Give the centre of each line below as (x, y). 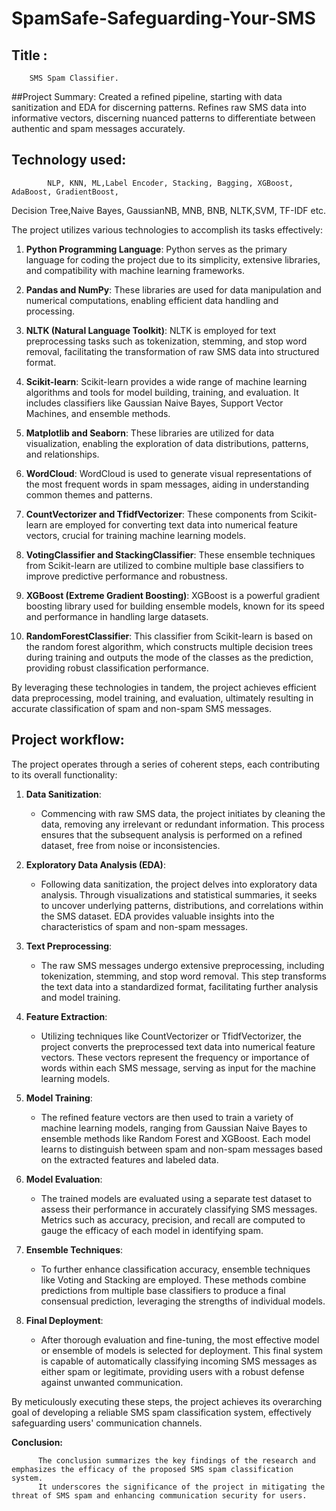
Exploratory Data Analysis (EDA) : (95, 864)
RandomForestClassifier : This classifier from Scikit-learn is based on (169, 636)
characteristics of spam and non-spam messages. (144, 926)
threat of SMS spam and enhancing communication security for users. (159, 1495)
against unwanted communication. (112, 1382)
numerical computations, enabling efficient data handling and (152, 300)
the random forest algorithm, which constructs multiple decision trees (169, 646)
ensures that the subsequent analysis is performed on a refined (171, 834)
